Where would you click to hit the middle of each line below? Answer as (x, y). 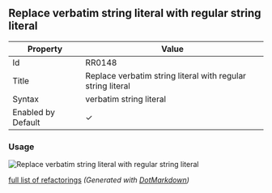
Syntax (25, 99)
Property (45, 49)
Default (26, 122)
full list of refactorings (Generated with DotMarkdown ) (99, 180)
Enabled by (34, 112)
